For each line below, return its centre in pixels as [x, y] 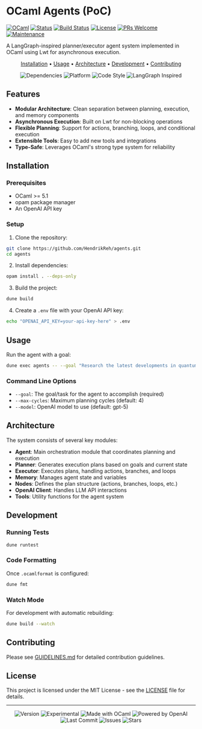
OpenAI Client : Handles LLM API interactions [71, 490]
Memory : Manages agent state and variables [71, 477]
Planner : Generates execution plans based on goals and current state [101, 464]
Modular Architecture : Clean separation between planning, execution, [102, 109]
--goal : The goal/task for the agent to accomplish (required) [89, 394]
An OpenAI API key [38, 209]
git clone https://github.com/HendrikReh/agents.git [74, 248]
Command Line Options [41, 381]
